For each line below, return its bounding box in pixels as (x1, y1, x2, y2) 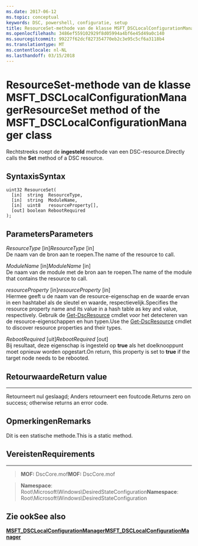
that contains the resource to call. (6, 275, 88, 282)
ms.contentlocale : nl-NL (6, 47, 67, 53)
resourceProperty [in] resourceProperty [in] (6, 286, 111, 293)
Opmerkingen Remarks (6, 416, 91, 427)
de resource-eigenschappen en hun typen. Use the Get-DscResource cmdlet (6, 318, 192, 325)
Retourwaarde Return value (6, 371, 107, 382)
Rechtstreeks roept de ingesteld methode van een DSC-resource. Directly (6, 148, 185, 155)
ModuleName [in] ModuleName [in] (6, 263, 91, 270)
